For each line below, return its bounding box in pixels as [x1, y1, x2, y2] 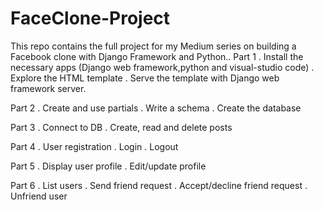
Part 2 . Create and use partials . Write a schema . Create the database [10, 102, 302, 114]
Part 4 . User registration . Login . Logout [10, 140, 179, 152]
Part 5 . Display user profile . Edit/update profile [10, 160, 207, 172]
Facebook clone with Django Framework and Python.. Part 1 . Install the [10, 50, 304, 62]
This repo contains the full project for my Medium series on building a [10, 40, 297, 52]
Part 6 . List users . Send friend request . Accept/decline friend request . [10, 179, 308, 191]
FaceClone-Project [10, 7, 171, 30]
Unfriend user [10, 190, 68, 202]
